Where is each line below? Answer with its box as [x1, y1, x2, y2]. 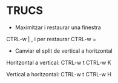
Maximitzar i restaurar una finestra [15, 24, 101, 31]
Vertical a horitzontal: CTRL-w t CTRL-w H [6, 70, 112, 78]
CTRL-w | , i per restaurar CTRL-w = [6, 35, 97, 42]
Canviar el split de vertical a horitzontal [15, 47, 113, 55]
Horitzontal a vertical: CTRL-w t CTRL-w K [6, 59, 112, 66]
